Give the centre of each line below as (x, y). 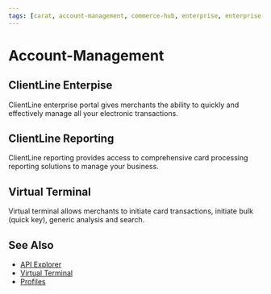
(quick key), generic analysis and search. (77, 220)
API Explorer (41, 265)
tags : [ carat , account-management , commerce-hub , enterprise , (115, 16)
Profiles (33, 282)
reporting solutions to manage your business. (83, 167)
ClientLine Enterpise (60, 85)
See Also (31, 245)
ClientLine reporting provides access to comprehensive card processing (128, 158)
